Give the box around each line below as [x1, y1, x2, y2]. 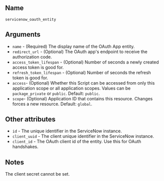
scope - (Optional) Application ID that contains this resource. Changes [12, 95, 153, 101]
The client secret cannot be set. [5, 171, 70, 177]
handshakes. [12, 144, 39, 150]
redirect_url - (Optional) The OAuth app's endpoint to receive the [12, 49, 148, 55]
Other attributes [5, 115, 56, 123]
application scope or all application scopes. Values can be [12, 85, 131, 91]
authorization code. [12, 54, 52, 60]
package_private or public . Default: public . [12, 90, 100, 96]
